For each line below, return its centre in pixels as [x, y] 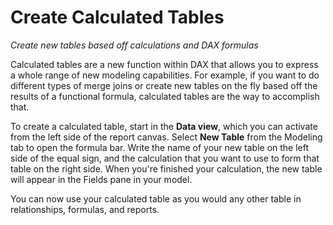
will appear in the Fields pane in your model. [101, 179]
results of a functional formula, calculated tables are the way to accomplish [165, 96]
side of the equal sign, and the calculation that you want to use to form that [165, 158]
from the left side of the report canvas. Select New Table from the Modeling [166, 137]
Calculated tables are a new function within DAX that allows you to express [164, 64]
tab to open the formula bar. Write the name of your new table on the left [160, 147]
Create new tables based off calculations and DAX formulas [134, 45]
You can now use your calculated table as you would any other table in [156, 198]
